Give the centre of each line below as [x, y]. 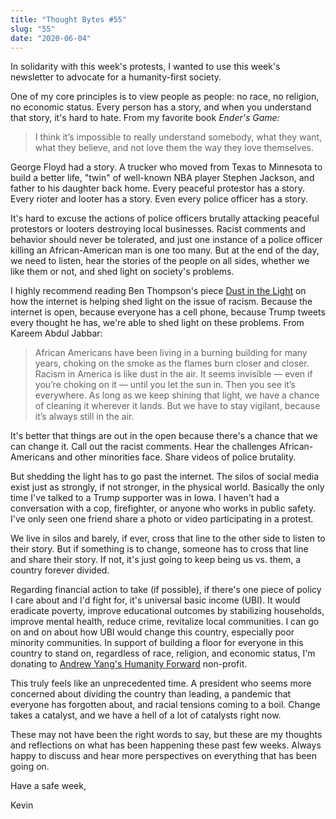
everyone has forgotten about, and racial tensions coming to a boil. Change [165, 705]
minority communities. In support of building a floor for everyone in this [157, 643]
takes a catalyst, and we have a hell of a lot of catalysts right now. [146, 715]
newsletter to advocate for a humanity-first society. [116, 77]
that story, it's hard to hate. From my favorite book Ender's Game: [145, 118]
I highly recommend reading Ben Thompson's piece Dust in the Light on [158, 291]
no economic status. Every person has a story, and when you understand [161, 107]
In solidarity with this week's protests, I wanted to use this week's [145, 67]
